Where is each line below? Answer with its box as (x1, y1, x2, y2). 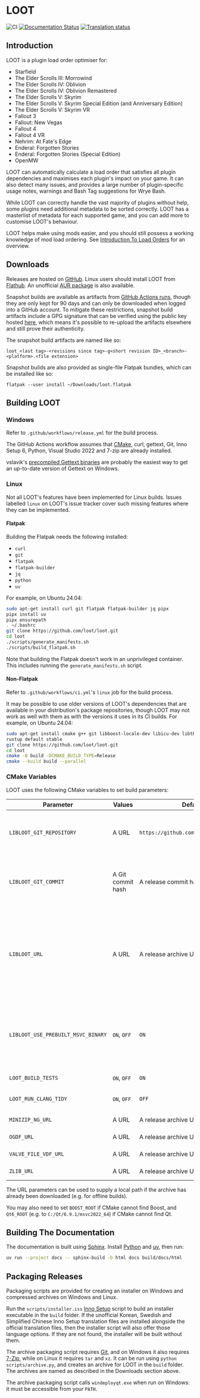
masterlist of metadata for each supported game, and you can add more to (6, 211, 189, 218)
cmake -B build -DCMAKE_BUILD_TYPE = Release (6, 753, 116, 759)
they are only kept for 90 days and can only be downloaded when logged (6, 300, 186, 307)
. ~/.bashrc (6, 622, 36, 628)
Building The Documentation (6, 1227, 115, 1237)
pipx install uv (6, 611, 46, 618)
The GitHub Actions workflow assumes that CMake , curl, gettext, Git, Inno (6, 441, 187, 448)
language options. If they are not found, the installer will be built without (6, 1331, 182, 1337)
